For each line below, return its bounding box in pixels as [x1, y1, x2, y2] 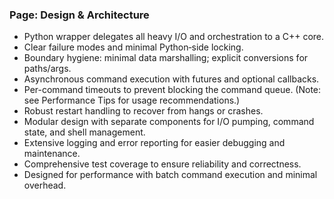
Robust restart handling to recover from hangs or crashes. [23, 105, 264, 117]
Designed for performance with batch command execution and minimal [23, 169, 318, 181]
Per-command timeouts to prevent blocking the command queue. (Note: [23, 84, 322, 96]
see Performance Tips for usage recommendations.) [23, 94, 241, 107]
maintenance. [23, 148, 81, 160]
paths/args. [23, 63, 72, 75]
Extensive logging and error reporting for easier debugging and [23, 137, 286, 149]
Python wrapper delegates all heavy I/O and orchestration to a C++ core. [23, 31, 325, 43]
